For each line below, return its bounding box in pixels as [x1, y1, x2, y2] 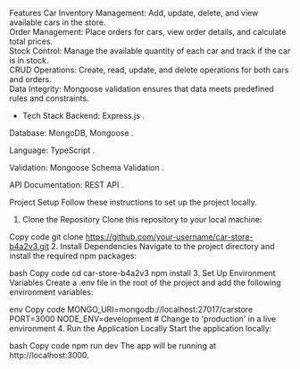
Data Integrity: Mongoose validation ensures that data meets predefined [9, 84, 274, 94]
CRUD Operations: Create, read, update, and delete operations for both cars [9, 64, 289, 75]
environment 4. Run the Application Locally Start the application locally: [9, 323, 272, 333]
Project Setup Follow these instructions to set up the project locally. [9, 197, 257, 207]
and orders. [9, 74, 52, 84]
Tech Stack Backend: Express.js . [21, 111, 145, 121]
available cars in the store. [9, 17, 106, 28]
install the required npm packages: [9, 250, 137, 261]
